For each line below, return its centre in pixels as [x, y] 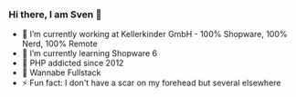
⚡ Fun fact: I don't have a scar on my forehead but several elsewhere [151, 83]
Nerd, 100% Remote [59, 44]
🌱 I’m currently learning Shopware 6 [89, 53]
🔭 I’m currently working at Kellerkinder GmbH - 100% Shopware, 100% [155, 34]
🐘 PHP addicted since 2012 [73, 63]
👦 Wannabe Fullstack [61, 73]
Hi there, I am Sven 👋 [55, 15]
